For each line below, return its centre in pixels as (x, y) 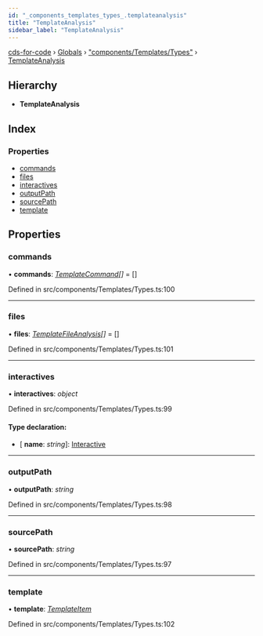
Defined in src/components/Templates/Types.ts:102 (92, 624)
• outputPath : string (41, 489)
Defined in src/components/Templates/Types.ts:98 (90, 504)
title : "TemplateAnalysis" (52, 23)
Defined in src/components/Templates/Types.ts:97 (90, 564)
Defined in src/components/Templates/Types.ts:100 (92, 289)
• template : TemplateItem (50, 609)
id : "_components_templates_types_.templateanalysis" (98, 15)
